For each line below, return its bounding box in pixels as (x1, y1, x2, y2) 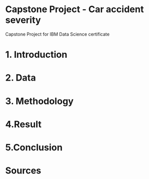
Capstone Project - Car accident (5, 4, 144, 15)
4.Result (5, 118, 42, 130)
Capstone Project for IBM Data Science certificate (5, 31, 110, 37)
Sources (5, 165, 42, 176)
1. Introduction (5, 49, 68, 60)
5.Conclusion (5, 141, 63, 153)
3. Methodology (5, 95, 74, 107)
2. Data (5, 72, 36, 84)
